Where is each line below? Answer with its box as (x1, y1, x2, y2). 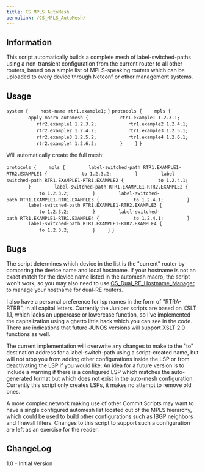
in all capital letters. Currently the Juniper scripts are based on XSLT (25, 304, 196, 312)
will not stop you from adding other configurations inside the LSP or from (6, 355, 190, 362)
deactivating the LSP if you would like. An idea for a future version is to (6, 362, 185, 369)
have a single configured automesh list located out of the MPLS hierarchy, (6, 406, 192, 413)
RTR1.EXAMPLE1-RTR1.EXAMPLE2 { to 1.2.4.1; (45, 178, 189, 184)
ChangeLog (6, 443, 52, 454)
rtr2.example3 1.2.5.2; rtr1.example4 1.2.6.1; (36, 134, 189, 141)
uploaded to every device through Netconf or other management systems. (6, 73, 193, 80)
